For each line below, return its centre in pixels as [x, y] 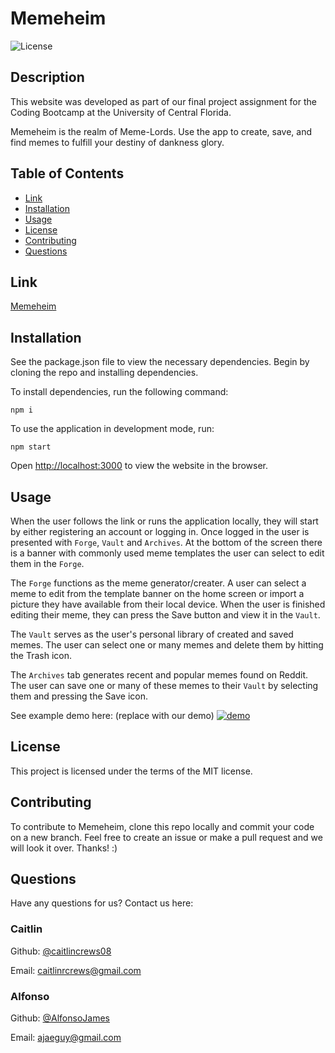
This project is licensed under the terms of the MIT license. [131, 771]
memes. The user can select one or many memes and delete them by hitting [167, 645]
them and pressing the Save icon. [79, 696]
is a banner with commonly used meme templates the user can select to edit [167, 553]
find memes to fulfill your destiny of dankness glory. [117, 142]
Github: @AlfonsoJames [60, 1018]
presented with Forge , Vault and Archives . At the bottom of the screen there [166, 542]
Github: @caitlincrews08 [61, 951]
